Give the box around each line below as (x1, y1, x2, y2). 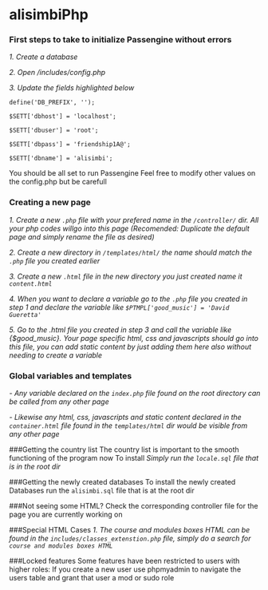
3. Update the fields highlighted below (9, 83, 135, 93)
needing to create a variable (9, 350, 103, 360)
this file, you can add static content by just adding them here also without (9, 342, 252, 351)
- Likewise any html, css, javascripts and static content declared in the (9, 413, 242, 422)
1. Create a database (9, 52, 78, 61)
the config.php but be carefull (9, 177, 107, 187)
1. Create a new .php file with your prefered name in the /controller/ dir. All (9, 215, 259, 224)
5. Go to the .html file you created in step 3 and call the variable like (9, 325, 232, 335)
